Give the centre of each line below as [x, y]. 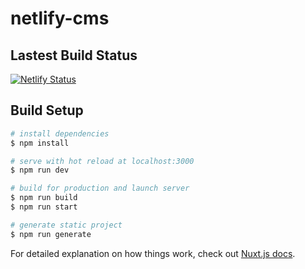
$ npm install [40, 143]
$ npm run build [44, 198]
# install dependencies [60, 133]
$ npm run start [44, 207]
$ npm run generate [51, 234]
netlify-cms [60, 18]
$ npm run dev [40, 170]
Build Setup [47, 110]
